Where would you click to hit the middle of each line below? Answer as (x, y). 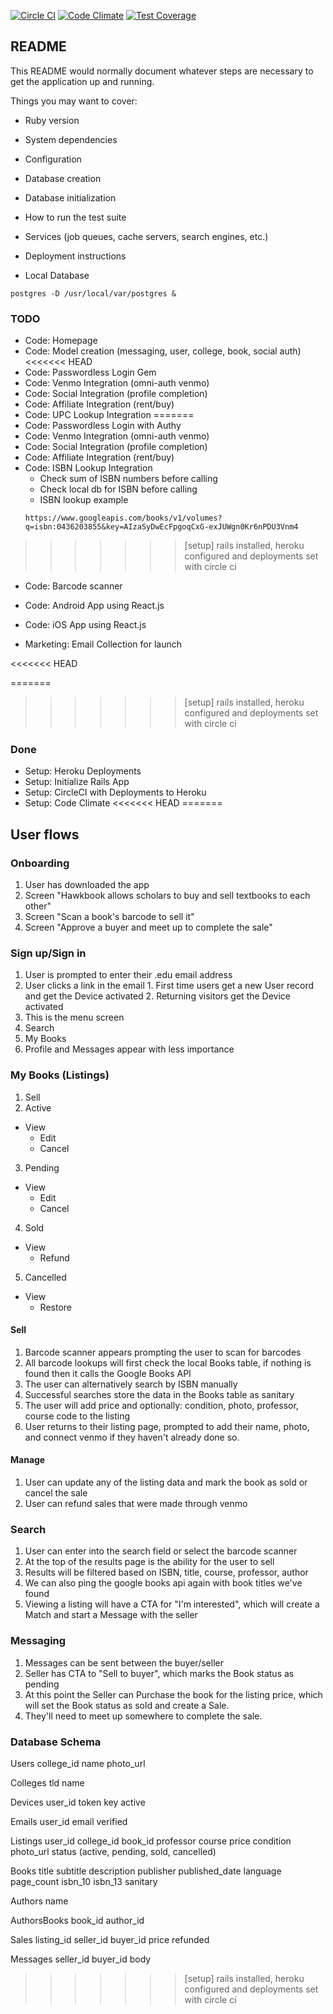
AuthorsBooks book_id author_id (77, 1920)
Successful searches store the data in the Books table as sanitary (159, 1394)
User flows (45, 834)
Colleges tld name (47, 1782)
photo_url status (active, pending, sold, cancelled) (113, 1851)
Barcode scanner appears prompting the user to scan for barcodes (163, 1352)
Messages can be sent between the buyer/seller (124, 1662)
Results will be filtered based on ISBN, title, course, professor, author (166, 1572)
